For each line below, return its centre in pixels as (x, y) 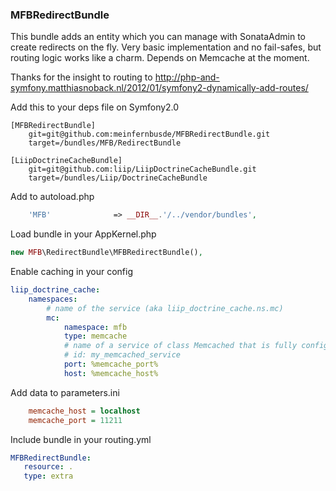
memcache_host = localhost (84, 411)
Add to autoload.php (52, 197)
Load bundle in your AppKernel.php (83, 234)
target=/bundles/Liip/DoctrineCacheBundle (118, 178)
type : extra (48, 476)
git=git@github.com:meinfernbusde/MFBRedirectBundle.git (149, 134)
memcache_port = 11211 (75, 420)
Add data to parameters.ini (65, 392)
